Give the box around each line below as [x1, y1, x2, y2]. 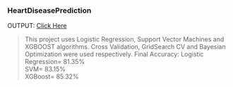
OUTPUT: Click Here [7, 22, 67, 30]
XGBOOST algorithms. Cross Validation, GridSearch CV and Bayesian [24, 43, 226, 51]
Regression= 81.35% [24, 58, 85, 66]
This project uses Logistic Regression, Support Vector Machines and [24, 35, 225, 43]
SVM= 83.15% [24, 65, 66, 74]
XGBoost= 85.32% [24, 72, 79, 81]
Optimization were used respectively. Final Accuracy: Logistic [24, 50, 204, 58]
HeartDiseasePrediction [7, 6, 92, 15]
